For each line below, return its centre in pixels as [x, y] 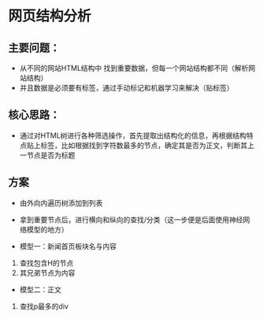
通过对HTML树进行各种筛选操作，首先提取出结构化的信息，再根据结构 [133, 135]
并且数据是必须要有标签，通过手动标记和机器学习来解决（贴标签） [126, 88]
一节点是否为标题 [47, 155]
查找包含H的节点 [46, 263]
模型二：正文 [40, 289]
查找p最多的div [44, 306]
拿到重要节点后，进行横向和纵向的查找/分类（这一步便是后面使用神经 [131, 219]
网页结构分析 [50, 16]
